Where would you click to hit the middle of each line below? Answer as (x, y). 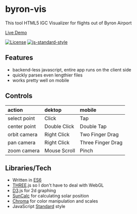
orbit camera (23, 134)
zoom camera (24, 150)
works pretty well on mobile (41, 80)
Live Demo (16, 32)
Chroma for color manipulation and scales (55, 201)
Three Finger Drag (101, 143)
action (15, 110)
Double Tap (93, 126)
